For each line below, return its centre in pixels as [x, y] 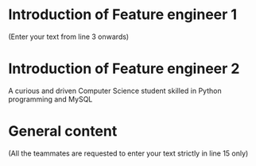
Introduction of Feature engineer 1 [122, 15]
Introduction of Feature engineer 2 [124, 69]
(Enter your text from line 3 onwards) [69, 37]
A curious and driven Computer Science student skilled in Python [115, 91]
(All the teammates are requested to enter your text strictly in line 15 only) [128, 153]
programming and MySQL [50, 99]
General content [63, 131]
